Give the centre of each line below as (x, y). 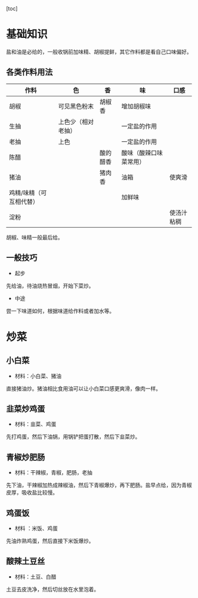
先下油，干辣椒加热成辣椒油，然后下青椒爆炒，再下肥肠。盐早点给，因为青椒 (99, 485)
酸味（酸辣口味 (142, 153)
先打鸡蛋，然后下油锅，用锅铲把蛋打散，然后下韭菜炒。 (73, 437)
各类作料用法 (29, 72)
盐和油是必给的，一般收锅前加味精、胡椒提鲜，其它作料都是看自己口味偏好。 (99, 51)
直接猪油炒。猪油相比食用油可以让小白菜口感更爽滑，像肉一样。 (83, 388)
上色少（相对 (76, 122)
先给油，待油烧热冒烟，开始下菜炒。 (50, 286)
